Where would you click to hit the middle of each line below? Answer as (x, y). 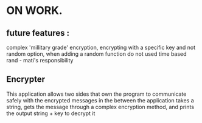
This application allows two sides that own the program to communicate (96, 94)
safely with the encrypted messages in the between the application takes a (100, 100)
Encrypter (26, 79)
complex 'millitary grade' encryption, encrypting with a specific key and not (101, 47)
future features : (38, 33)
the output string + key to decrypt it (51, 113)
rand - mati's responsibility (40, 60)
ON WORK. (34, 11)
